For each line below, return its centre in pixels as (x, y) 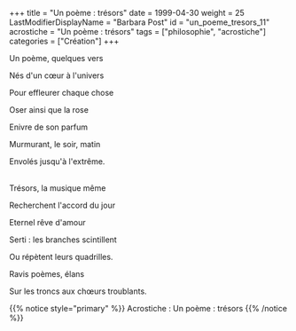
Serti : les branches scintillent (63, 240)
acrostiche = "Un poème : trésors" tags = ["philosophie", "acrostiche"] (138, 32)
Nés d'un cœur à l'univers (57, 75)
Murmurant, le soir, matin (55, 144)
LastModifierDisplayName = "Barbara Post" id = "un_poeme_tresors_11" (140, 22)
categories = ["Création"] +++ (64, 41)
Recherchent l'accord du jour (62, 205)
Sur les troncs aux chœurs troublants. (78, 291)
